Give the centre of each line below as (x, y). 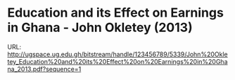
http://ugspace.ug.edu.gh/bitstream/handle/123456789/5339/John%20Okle (118, 54)
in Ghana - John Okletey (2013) (100, 27)
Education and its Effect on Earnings (115, 13)
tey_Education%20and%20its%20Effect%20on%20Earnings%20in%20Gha (118, 61)
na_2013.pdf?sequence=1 (44, 69)
